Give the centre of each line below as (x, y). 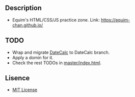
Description (23, 8)
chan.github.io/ (27, 25)
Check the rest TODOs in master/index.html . (57, 63)
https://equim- (115, 20)
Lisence (17, 78)
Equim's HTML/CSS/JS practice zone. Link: (56, 20)
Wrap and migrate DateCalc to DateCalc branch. (61, 52)
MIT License (25, 90)
